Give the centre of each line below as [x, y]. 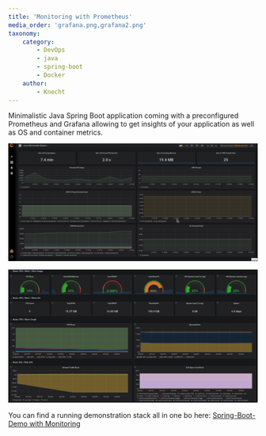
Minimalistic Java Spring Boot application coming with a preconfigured [123, 116]
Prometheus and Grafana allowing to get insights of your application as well [131, 123]
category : [39, 42]
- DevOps [51, 50]
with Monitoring [55, 423]
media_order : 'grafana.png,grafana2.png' [78, 25]
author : [35, 83]
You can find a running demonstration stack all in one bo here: [110, 415]
